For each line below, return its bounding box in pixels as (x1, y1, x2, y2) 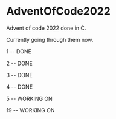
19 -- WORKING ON (6, 106, 55, 114)
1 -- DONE (6, 47, 32, 55)
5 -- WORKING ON (6, 95, 53, 102)
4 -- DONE (6, 83, 33, 90)
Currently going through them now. (6, 36, 94, 43)
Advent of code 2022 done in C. (6, 24, 86, 32)
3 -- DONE (6, 71, 33, 78)
